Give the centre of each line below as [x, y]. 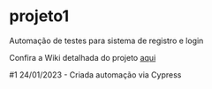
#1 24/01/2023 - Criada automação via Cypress [95, 74]
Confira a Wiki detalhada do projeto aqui [83, 57]
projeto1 [39, 16]
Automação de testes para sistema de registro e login [106, 41]
